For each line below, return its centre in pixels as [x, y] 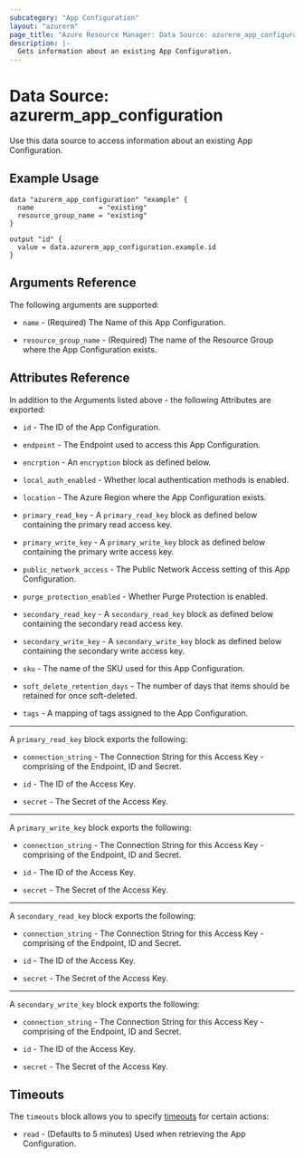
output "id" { [36, 239]
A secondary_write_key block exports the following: [105, 1004]
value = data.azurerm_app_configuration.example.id [117, 247]
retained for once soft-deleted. [80, 695]
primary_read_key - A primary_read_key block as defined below [140, 515]
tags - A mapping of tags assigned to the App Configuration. [135, 713]
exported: [28, 410]
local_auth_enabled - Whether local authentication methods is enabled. [156, 479]
